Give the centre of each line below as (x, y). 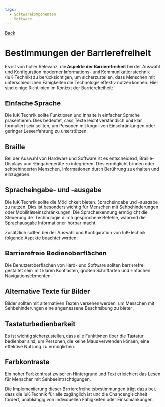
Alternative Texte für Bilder (48, 291)
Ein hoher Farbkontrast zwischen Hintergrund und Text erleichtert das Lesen (83, 374)
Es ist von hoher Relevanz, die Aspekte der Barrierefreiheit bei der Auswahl (82, 67)
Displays (14, 163)
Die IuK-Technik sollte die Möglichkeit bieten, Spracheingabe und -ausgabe (82, 202)
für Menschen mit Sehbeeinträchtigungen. (48, 379)
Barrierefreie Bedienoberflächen (56, 253)
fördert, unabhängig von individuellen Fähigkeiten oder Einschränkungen (79, 399)
